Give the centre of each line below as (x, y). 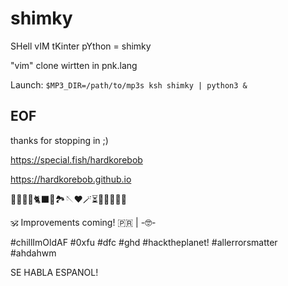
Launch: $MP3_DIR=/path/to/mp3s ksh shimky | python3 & (129, 84)
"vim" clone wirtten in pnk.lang (74, 65)
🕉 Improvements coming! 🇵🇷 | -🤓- (83, 222)
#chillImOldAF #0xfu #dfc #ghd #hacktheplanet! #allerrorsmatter (144, 242)
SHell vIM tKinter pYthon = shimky (81, 46)
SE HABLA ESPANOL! (54, 272)
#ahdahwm (33, 253)
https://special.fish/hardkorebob (76, 159)
